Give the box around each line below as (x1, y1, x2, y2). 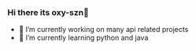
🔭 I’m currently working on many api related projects (18, 25, 189, 34)
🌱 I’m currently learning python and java (18, 33, 149, 42)
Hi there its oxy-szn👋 (7, 7, 90, 18)
